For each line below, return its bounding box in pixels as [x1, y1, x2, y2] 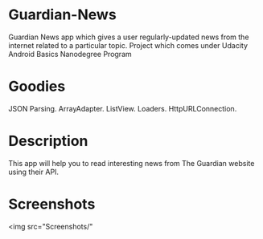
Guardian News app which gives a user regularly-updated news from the [8, 32, 249, 42]
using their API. [8, 167, 59, 176]
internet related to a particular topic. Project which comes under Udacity [8, 40, 248, 50]
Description [8, 132, 88, 150]
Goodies [8, 78, 66, 95]
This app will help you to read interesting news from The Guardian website [8, 158, 255, 168]
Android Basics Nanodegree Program [8, 49, 133, 59]
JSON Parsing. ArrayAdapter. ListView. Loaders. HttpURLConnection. [8, 103, 237, 113]
